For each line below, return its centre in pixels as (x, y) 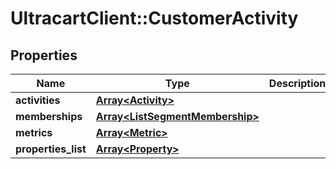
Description (297, 83)
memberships (49, 116)
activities (38, 100)
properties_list (51, 149)
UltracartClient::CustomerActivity (154, 18)
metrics (34, 132)
